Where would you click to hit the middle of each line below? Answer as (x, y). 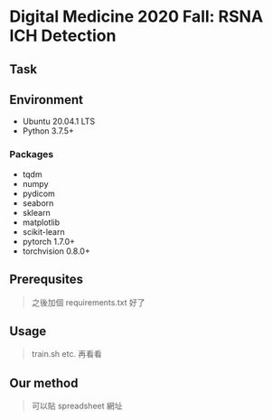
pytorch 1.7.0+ (48, 241)
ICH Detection (63, 36)
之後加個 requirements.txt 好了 (88, 302)
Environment (47, 100)
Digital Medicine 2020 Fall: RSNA (136, 17)
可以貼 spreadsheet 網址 (77, 406)
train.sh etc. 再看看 (66, 354)
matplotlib (41, 222)
